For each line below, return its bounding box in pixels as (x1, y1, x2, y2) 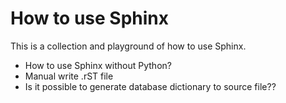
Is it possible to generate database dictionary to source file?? (24, 80, 277, 92)
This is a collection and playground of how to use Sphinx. (10, 40, 247, 52)
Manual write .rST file (24, 70, 114, 82)
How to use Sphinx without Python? (24, 59, 172, 71)
